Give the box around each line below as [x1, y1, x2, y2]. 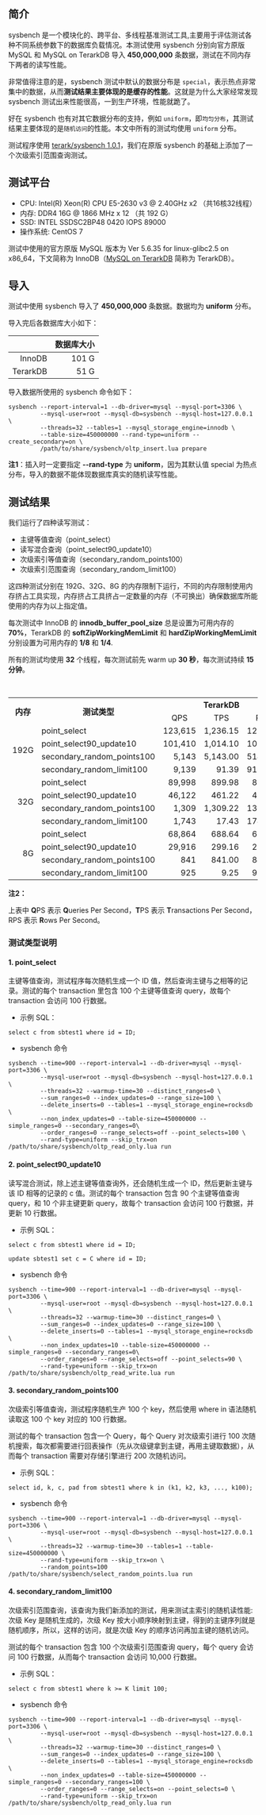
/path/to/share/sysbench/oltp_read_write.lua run [8, 1369, 176, 1377]
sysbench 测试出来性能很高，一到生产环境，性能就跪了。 [8, 96, 195, 106]
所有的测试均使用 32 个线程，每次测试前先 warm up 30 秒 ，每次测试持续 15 [8, 655, 254, 665]
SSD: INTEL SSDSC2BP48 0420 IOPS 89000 [19, 217, 166, 226]
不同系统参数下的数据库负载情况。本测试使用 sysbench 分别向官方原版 [14, 40, 245, 49]
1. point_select [8, 957, 57, 967]
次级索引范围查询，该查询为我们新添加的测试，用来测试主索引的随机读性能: [8, 1605, 253, 1615]
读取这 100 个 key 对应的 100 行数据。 [8, 1414, 131, 1423]
